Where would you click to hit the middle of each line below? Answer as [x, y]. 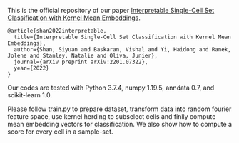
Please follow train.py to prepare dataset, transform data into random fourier [119, 109]
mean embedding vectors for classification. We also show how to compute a [120, 124]
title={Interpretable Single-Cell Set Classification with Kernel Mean [123, 37]
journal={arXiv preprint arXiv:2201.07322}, [81, 62]
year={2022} [32, 68]
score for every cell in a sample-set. [60, 132]
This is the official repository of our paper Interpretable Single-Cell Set [111, 10]
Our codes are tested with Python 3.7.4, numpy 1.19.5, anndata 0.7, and [111, 88]
